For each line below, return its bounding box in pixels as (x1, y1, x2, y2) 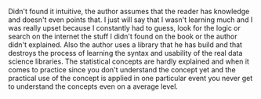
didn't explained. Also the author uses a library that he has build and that (8, 40, 243, 49)
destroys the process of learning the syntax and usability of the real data (8, 49, 243, 57)
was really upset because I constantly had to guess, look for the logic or (8, 24, 241, 32)
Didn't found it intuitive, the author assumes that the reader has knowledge (8, 7, 250, 16)
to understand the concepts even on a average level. (8, 82, 179, 91)
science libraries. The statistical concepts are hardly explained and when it (8, 57, 249, 66)
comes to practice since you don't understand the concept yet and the (8, 65, 237, 74)
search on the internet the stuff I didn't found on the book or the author (8, 31, 237, 41)
